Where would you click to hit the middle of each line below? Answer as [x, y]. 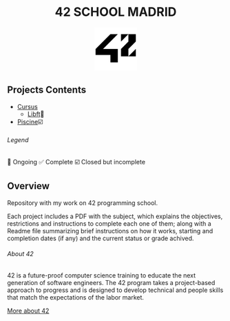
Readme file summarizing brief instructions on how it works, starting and [110, 231]
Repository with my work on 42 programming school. [83, 203]
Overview [29, 186]
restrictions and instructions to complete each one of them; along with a [109, 223]
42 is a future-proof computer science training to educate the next [102, 275]
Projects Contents [47, 90]
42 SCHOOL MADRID [116, 12]
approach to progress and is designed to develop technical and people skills [115, 290]
